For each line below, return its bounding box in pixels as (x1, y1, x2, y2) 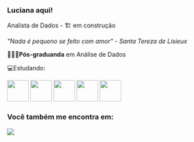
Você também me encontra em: (7, 112, 114, 122)
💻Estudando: (7, 64, 46, 72)
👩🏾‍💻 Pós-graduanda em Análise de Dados (7, 51, 126, 59)
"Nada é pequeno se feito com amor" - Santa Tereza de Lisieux (7, 37, 187, 46)
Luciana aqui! (7, 5, 53, 15)
